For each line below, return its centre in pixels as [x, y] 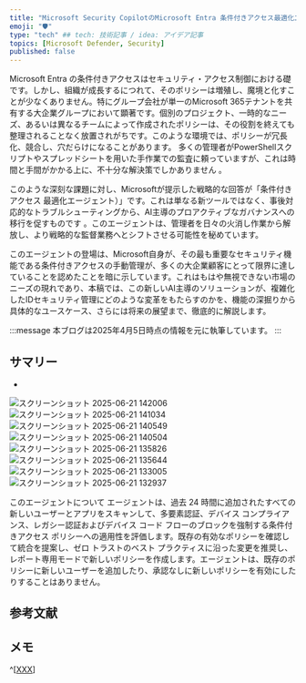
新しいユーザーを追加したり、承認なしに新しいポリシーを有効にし [164, 570]
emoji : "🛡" [31, 26]
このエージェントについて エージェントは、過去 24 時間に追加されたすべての [153, 502]
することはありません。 [61, 581]
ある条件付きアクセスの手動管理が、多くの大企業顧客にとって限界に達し [160, 266]
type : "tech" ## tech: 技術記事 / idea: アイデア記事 [107, 35]
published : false [42, 52]
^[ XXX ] [23, 669]
